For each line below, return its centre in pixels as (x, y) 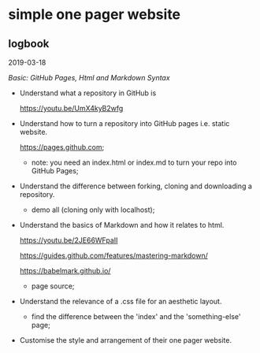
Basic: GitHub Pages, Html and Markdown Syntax (89, 78)
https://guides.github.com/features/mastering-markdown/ (114, 255)
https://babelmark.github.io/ (65, 271)
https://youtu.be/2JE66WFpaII (69, 240)
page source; (53, 286)
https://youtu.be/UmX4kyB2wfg (71, 108)
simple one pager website (95, 15)
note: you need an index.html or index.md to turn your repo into (134, 162)
